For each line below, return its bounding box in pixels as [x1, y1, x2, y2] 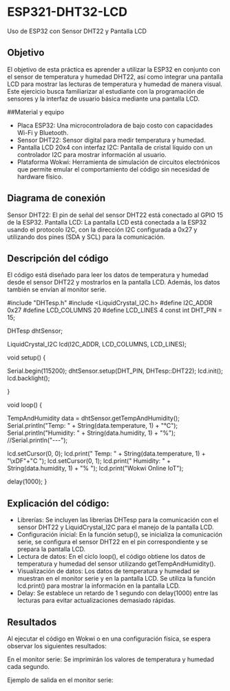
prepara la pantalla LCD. [17, 545, 86, 553]
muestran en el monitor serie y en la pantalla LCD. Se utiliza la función [17, 575, 216, 583]
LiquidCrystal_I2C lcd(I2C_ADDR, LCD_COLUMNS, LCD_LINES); [7, 340, 187, 349]
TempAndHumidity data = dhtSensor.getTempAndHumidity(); [7, 414, 180, 422]
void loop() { [7, 401, 43, 409]
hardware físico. [17, 172, 63, 181]
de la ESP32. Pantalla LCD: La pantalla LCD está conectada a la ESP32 [7, 218, 207, 226]
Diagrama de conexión [7, 192, 106, 204]
